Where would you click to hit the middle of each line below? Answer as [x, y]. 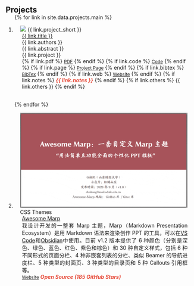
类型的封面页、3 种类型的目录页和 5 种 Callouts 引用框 [118, 263]
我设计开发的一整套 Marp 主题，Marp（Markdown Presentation [105, 226]
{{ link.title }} [37, 36]
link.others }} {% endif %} [54, 87]
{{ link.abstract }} [43, 49]
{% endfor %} [31, 105]
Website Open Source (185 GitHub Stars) [71, 277]
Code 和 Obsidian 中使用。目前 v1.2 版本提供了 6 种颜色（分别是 [102, 241]
